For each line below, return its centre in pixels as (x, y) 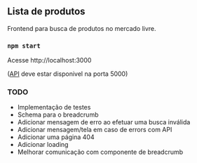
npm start (24, 46)
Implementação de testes (54, 107)
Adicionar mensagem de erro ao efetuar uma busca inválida (104, 122)
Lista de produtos (46, 12)
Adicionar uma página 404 (56, 137)
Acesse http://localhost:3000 (49, 60)
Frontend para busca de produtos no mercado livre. (82, 28)
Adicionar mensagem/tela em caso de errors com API (95, 130)
